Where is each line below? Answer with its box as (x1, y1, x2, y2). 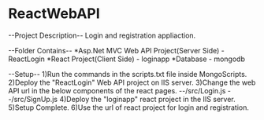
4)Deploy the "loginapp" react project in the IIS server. (58, 94, 236, 104)
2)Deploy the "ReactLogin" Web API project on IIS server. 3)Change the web (8, 78, 256, 87)
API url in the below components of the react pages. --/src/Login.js (8, 85, 226, 95)
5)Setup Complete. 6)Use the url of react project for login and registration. (8, 103, 250, 112)
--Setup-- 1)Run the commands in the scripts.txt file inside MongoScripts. (8, 69, 247, 78)
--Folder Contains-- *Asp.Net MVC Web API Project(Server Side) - (8, 45, 225, 55)
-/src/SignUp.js (8, 94, 58, 104)
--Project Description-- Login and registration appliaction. (8, 31, 196, 40)
